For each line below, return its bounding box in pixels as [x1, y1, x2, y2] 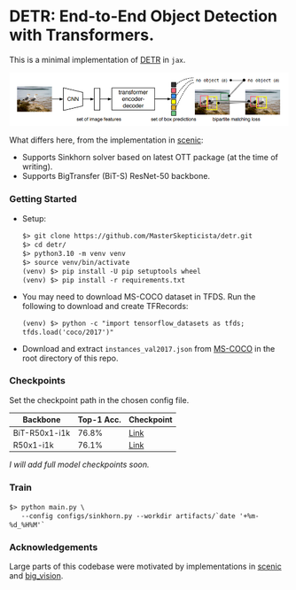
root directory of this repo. [21, 353, 119, 363]
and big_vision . [9, 570, 64, 581]
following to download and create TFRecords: [21, 300, 189, 311]
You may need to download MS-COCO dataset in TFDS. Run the [21, 291, 256, 302]
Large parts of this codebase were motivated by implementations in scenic [9, 561, 282, 571]
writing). [21, 161, 53, 172]
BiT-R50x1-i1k [12, 427, 71, 438]
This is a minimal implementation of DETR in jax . [9, 54, 186, 65]
